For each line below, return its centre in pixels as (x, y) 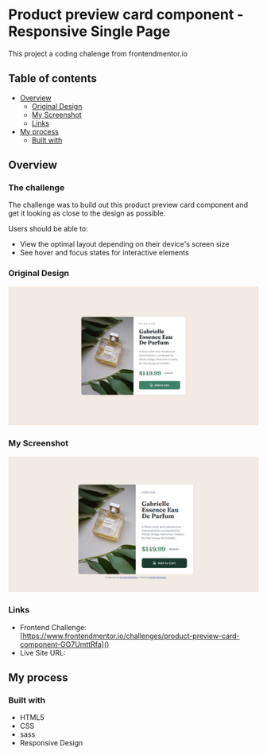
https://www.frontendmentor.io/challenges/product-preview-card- (131, 636)
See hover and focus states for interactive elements (104, 253)
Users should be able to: (48, 229)
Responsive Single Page (89, 31)
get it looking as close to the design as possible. (87, 213)
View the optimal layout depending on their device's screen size (124, 244)
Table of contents (52, 78)
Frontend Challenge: (53, 627)
